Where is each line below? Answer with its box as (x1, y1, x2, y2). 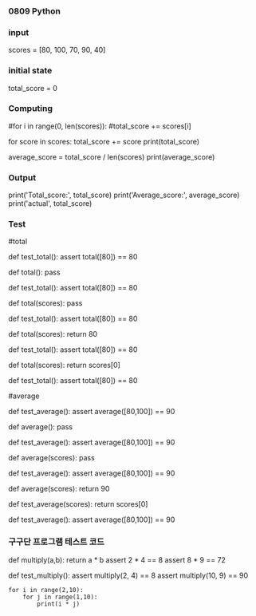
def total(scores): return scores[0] (8, 361, 121, 370)
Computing (8, 103, 53, 114)
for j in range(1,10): (22, 593, 98, 601)
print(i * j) (37, 600, 81, 608)
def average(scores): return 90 (8, 484, 110, 494)
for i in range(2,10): (8, 586, 84, 594)
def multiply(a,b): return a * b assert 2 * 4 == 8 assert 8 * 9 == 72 (8, 555, 226, 564)
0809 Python (8, 6, 61, 17)
